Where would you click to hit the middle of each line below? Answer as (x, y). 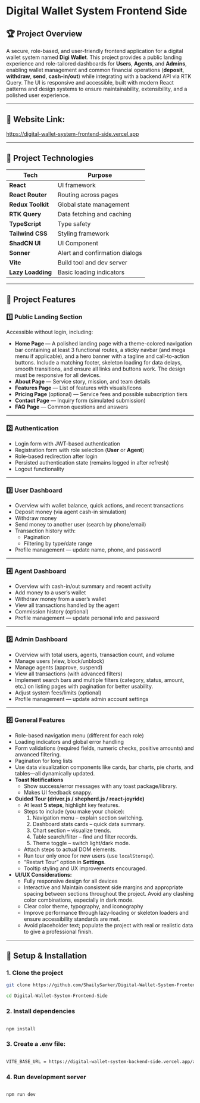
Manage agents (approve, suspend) (59, 667)
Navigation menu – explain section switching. (88, 818)
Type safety (74, 223)
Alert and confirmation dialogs (100, 253)
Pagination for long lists (44, 761)
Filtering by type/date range (58, 543)
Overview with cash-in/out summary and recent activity (83, 586)
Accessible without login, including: (50, 332)
